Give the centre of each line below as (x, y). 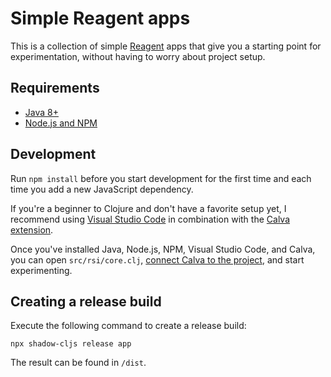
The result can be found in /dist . (78, 363)
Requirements (55, 88)
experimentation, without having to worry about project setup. (138, 56)
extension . (32, 229)
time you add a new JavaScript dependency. (102, 189)
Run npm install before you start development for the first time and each (161, 178)
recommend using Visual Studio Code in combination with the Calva (150, 219)
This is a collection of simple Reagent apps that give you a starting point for (166, 46)
